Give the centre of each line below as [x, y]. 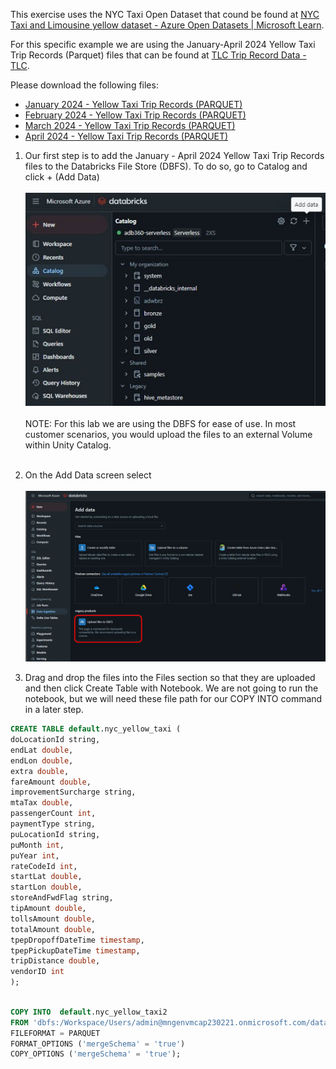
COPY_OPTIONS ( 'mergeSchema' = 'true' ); [96, 1054]
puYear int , [35, 855]
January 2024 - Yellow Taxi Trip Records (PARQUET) [133, 104]
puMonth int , [37, 845]
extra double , [40, 771]
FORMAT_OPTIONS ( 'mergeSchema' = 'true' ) [98, 1044]
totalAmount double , [53, 929]
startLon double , [46, 887]
